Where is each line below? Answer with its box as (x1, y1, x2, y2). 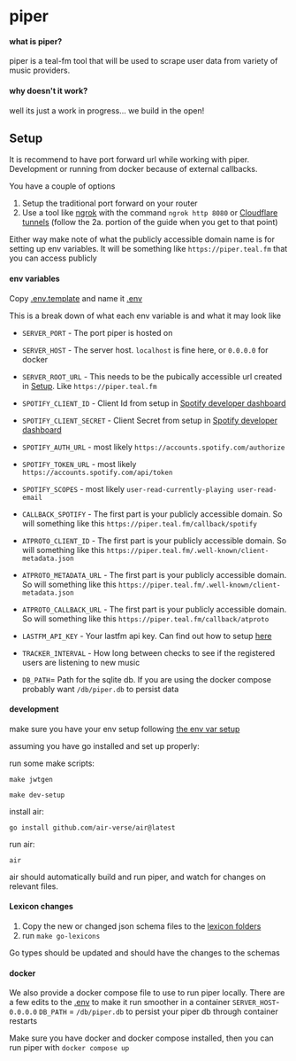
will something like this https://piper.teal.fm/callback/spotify (21, 518, 258, 528)
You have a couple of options (9, 181, 116, 191)
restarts (9, 1016, 38, 1026)
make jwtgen (9, 775, 53, 784)
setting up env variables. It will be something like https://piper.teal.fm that (9, 244, 288, 254)
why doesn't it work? (9, 85, 88, 96)
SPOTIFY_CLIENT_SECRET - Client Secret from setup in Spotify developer (21, 415, 278, 425)
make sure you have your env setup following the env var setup (9, 723, 240, 734)
